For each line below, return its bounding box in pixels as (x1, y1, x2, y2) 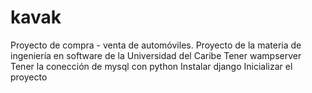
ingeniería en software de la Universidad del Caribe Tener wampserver (10, 49, 302, 61)
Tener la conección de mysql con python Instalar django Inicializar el (10, 60, 293, 72)
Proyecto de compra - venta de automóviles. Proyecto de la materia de (10, 39, 302, 51)
